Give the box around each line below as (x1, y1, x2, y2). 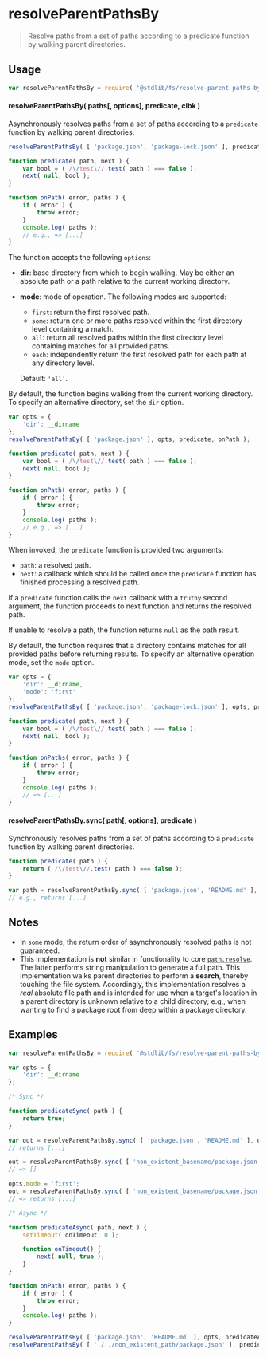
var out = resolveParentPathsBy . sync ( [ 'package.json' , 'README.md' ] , (8, 1136, 254, 1144)
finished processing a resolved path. (19, 577, 140, 587)
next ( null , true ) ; (37, 1253, 105, 1261)
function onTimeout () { (22, 1245, 102, 1253)
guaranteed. (19, 946, 60, 955)
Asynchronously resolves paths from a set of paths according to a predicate (8, 119, 258, 128)
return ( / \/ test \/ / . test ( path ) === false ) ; (22, 864, 183, 873)
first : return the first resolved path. (31, 308, 149, 317)
